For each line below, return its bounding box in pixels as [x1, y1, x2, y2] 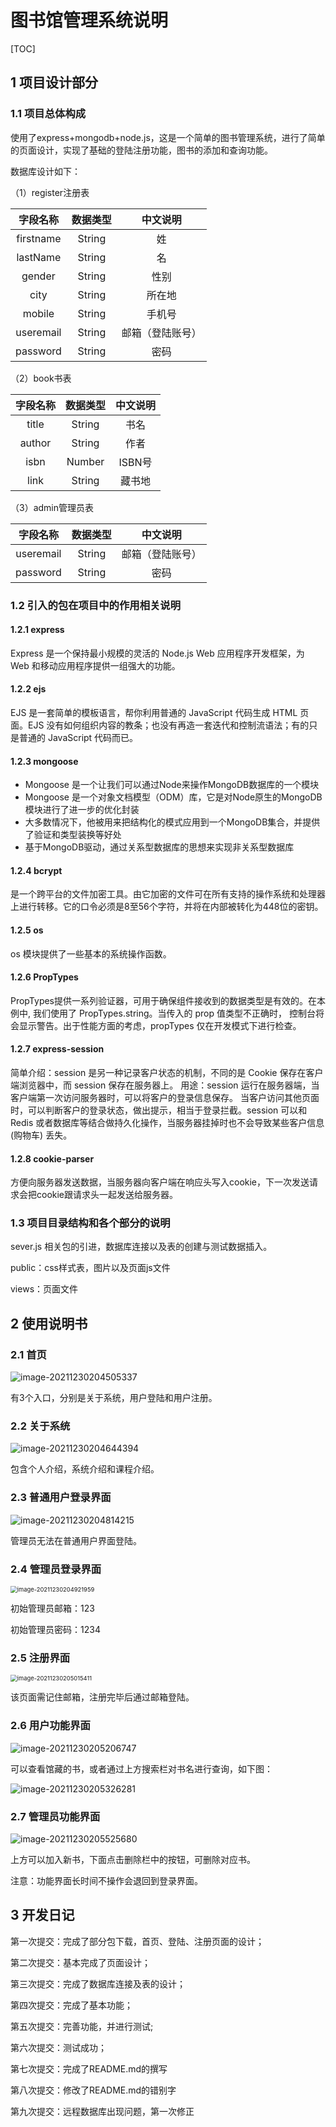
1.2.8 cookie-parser [10, 1152, 95, 1165]
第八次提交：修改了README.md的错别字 [10, 2084, 177, 2096]
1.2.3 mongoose [10, 755, 79, 767]
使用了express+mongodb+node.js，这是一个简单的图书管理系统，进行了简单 [10, 131, 326, 143]
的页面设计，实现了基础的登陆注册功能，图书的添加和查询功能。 [10, 144, 273, 156]
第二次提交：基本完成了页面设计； [10, 1956, 151, 1968]
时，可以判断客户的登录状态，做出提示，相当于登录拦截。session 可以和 [10, 1104, 308, 1116]
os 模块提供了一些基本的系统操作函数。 [10, 947, 172, 960]
